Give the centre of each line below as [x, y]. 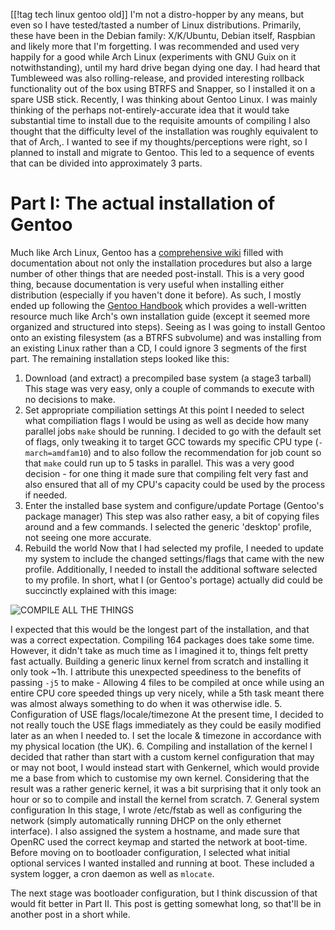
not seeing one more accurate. [88, 537]
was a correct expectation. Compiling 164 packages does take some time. [162, 640]
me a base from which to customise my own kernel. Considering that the [160, 778]
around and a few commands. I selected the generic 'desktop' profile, [168, 526]
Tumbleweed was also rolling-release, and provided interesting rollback [157, 78]
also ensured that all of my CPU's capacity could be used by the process [175, 484]
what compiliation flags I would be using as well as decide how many [167, 420]
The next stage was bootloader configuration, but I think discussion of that [164, 893]
